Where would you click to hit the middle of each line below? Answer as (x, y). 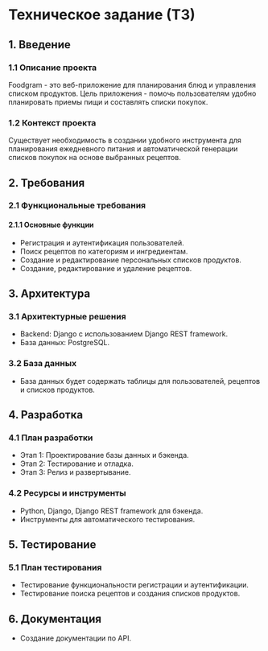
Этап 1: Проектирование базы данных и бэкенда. (104, 455)
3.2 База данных (43, 364)
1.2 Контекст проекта (52, 122)
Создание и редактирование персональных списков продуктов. (130, 260)
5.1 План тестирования (55, 567)
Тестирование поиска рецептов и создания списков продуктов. (130, 594)
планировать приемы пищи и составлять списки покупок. (108, 101)
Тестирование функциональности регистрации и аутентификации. (134, 585)
